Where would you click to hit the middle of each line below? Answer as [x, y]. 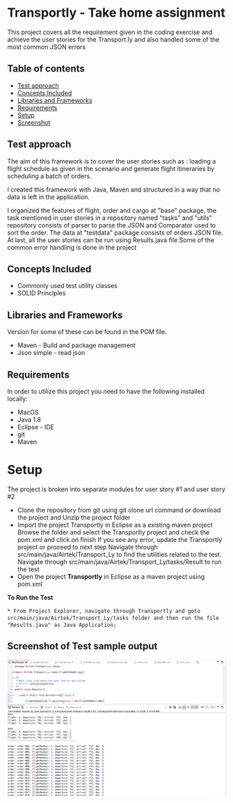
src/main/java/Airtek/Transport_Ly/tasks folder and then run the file [113, 618]
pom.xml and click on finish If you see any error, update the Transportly [120, 539]
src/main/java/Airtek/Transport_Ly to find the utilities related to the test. [119, 554]
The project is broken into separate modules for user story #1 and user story [116, 489]
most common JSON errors [46, 47]
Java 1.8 [29, 420]
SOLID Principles [41, 293]
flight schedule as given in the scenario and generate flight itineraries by [111, 168]
